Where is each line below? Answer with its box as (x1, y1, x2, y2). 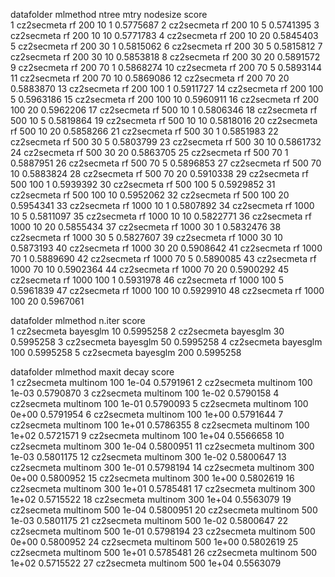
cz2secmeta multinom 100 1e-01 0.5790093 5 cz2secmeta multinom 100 (10, 398, 309, 409)
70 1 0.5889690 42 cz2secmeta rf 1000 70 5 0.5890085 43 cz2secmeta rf (10, 253, 317, 264)
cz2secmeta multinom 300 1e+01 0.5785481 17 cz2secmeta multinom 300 (10, 483, 316, 494)
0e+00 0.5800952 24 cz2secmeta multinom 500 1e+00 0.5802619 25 (10, 536, 299, 548)
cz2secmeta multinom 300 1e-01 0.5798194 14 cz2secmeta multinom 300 (10, 462, 315, 473)
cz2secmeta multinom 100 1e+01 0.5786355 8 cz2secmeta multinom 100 (10, 419, 310, 431)
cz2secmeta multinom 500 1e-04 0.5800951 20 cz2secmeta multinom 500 (10, 504, 318, 516)
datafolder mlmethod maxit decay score (10, 366, 175, 378)
